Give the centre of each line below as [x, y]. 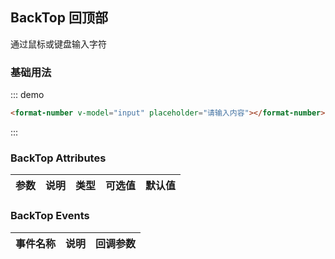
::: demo [27, 95]
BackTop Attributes [58, 158]
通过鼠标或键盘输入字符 [58, 44]
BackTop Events [50, 216]
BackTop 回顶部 [59, 18]
